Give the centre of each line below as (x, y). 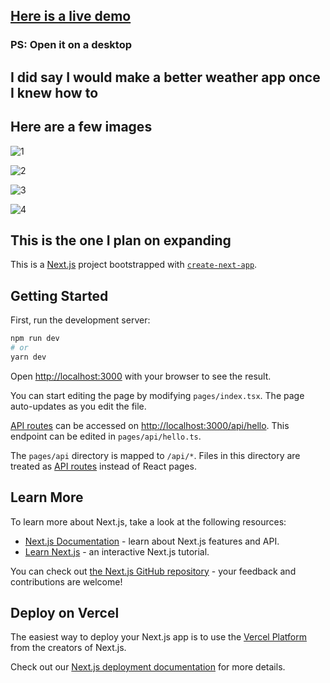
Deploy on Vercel (65, 612)
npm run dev (35, 339)
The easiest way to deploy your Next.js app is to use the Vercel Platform (159, 637)
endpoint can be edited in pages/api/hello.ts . (106, 436)
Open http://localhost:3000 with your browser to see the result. (141, 376)
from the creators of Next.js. (68, 648)
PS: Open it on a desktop (71, 45)
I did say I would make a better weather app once (165, 77)
